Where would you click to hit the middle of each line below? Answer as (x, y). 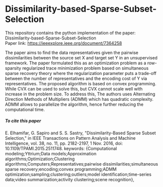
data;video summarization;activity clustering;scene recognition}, (70, 179)
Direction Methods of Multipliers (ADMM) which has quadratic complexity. (79, 99)
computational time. (25, 109)
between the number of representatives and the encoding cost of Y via (76, 78)
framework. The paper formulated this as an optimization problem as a (76, 63)
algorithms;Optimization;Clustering (40, 159)
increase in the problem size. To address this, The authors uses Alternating (80, 94)
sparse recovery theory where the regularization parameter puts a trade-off (81, 73)
